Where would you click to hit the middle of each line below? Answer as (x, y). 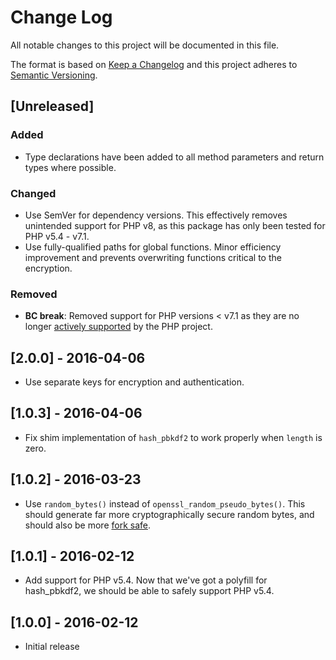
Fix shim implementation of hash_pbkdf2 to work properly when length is (173, 437)
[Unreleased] (52, 106)
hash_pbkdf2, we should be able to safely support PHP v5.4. (149, 591)
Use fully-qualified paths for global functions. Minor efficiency (153, 247)
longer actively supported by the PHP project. (118, 327)
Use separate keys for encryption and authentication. (134, 382)
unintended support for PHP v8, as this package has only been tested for (175, 225)
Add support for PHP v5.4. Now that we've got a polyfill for (146, 580)
